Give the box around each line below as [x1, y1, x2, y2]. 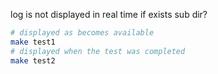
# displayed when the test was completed [10, 46, 186, 56]
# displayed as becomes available [10, 28, 155, 38]
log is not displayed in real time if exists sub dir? [10, 9, 208, 20]
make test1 [10, 37, 56, 47]
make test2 [10, 55, 56, 66]
